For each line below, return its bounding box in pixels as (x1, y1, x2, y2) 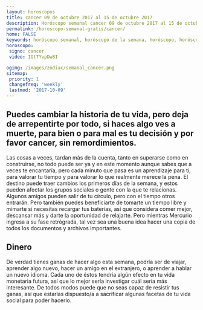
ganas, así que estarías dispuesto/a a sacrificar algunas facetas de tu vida (6, 290, 192, 297)
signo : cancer (8, 48, 45, 54)
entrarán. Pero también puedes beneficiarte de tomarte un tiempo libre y (6, 199, 187, 206)
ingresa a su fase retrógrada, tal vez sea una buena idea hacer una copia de (6, 218, 196, 225)
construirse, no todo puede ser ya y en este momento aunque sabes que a (6, 160, 192, 167)
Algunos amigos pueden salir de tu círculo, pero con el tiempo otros (6, 192, 175, 199)
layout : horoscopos (6, 8, 56, 15)
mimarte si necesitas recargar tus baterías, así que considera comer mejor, (6, 205, 193, 212)
